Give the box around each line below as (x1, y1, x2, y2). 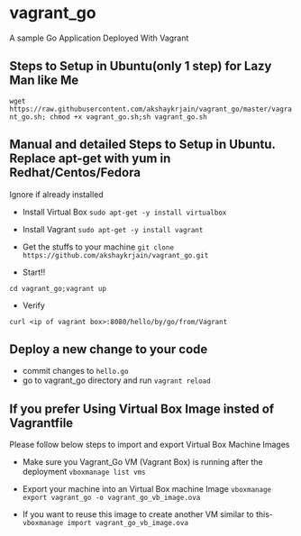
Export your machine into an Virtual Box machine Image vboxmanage (22, 484, 272, 495)
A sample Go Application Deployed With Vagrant (9, 32, 189, 43)
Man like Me (9, 73, 79, 88)
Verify (22, 300, 45, 311)
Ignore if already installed (9, 188, 104, 200)
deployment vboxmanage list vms (22, 467, 146, 477)
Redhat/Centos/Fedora (9, 165, 141, 180)
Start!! (22, 267, 46, 277)
